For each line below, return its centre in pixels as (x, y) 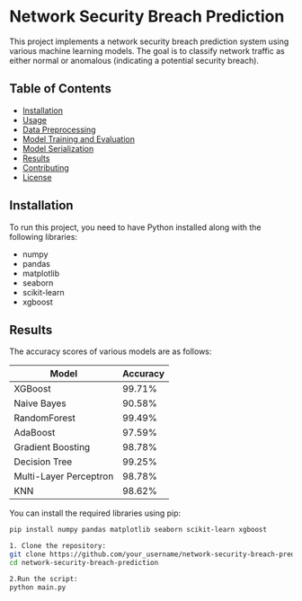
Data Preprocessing (59, 129)
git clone (28, 554)
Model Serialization (58, 148)
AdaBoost (35, 433)
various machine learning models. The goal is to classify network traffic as (147, 50)
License (37, 177)
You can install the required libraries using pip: (95, 513)
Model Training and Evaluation (79, 139)
